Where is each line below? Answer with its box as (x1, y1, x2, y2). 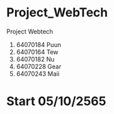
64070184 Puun (16, 40, 61, 48)
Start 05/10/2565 (6, 94, 106, 109)
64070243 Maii (16, 70, 59, 78)
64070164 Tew (16, 48, 59, 56)
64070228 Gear (16, 62, 62, 70)
